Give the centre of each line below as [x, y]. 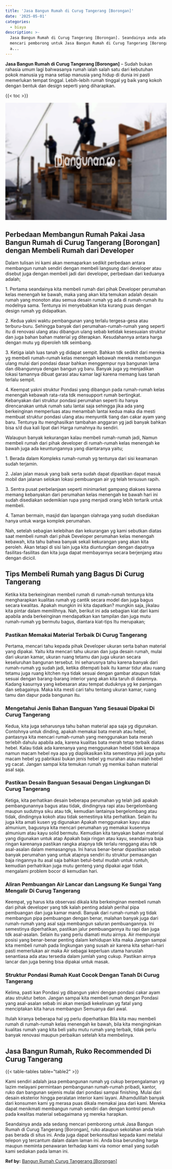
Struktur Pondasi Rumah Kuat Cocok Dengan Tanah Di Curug [82, 975]
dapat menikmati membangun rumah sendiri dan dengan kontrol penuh [80, 1109]
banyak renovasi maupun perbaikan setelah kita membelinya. [70, 1035]
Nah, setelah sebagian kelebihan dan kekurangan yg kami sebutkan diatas [83, 531]
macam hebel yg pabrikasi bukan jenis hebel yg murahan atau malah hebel [84, 759]
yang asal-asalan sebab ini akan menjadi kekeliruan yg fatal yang [74, 1004]
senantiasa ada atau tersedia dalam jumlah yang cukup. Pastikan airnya [81, 956]
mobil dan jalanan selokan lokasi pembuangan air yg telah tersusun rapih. [83, 479]
